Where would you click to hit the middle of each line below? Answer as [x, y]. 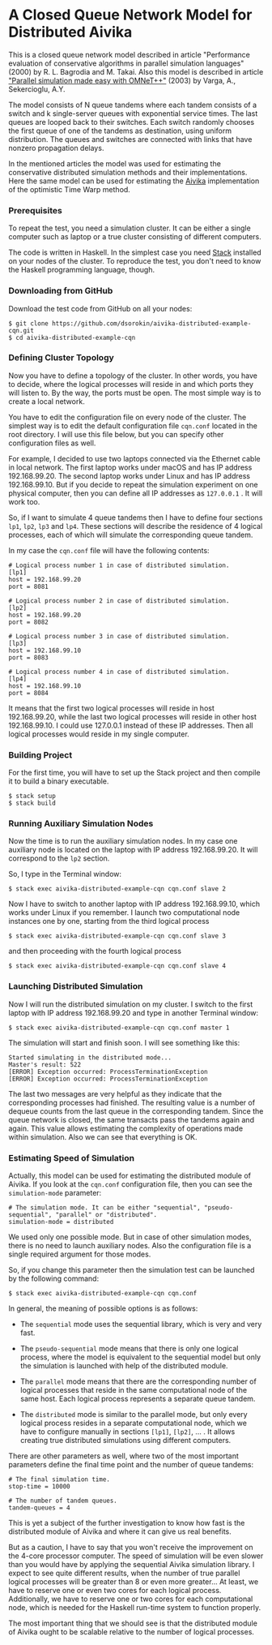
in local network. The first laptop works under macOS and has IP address [130, 467]
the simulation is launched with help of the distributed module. [124, 1366]
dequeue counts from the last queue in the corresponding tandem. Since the [136, 1111]
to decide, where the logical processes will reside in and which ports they [131, 384]
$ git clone [28, 323]
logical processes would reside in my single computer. [99, 734]
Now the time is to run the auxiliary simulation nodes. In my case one [123, 841]
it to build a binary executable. [59, 781]
